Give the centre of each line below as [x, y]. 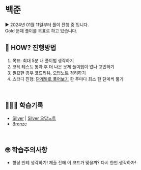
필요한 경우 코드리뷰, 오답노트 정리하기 [49, 73]
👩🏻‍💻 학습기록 [24, 105]
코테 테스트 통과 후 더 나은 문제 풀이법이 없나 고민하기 [63, 66]
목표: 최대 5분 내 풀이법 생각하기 [43, 60]
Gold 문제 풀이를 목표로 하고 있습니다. [41, 30]
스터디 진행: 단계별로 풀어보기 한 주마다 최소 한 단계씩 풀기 [68, 79]
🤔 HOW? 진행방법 [31, 48]
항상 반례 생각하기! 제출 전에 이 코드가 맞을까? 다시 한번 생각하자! [74, 163]
